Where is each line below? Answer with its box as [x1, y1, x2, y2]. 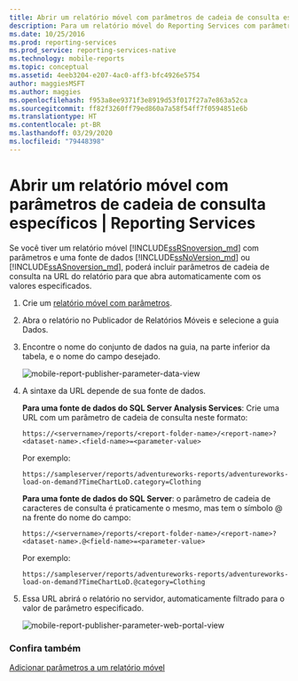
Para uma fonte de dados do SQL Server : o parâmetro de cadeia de [21, 493, 271, 503]
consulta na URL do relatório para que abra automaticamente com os [9, 270, 262, 281]
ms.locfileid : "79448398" [9, 137, 105, 146]
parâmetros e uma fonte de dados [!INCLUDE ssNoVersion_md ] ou [9, 252, 251, 262]
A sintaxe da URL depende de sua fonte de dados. [21, 385, 207, 396]
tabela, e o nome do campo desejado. [21, 350, 161, 361]
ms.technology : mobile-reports [9, 54, 125, 63]
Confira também [9, 642, 82, 654]
